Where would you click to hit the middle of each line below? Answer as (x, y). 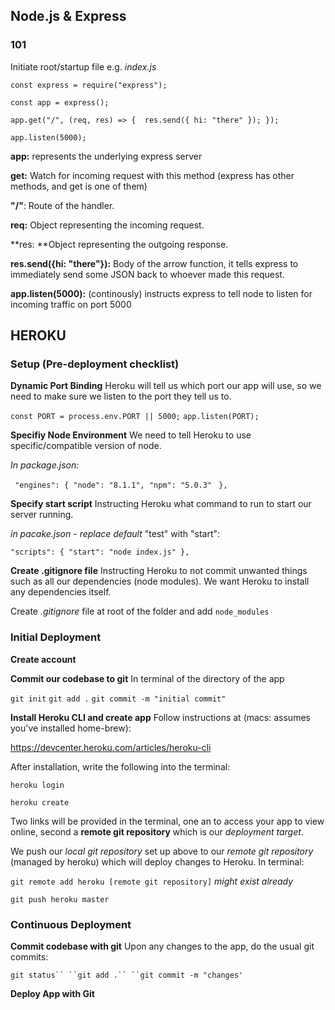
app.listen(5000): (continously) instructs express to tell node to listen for (161, 293)
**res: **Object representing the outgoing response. (119, 244)
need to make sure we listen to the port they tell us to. (121, 396)
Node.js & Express (68, 16)
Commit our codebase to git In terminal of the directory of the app (147, 678)
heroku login (37, 785)
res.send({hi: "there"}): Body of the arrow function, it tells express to (154, 263)
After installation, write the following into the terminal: (120, 766)
